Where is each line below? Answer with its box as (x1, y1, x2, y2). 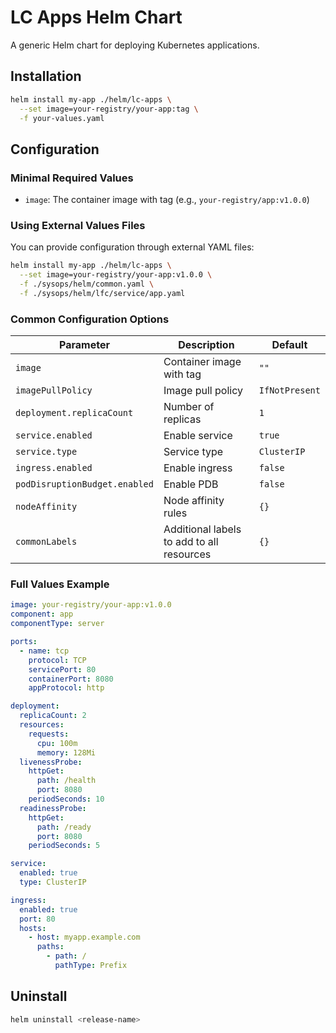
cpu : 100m (36, 738, 78, 748)
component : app (10, 609, 74, 620)
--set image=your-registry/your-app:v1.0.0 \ (19, 270, 213, 280)
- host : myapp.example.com (28, 932, 141, 943)
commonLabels (15, 536, 78, 548)
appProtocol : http (28, 683, 105, 693)
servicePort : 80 (28, 664, 97, 675)
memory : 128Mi (36, 747, 97, 758)
